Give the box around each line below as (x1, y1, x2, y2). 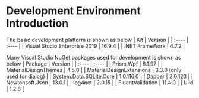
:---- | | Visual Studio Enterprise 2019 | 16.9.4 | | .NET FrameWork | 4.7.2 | (6, 43, 185, 50)
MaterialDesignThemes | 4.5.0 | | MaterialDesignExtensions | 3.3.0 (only (6, 66, 182, 73)
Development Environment (6, 4, 141, 18)
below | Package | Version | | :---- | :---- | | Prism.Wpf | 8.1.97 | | (6, 60, 163, 67)
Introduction (6, 17, 69, 30)
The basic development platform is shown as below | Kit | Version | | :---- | (6, 36, 189, 43)
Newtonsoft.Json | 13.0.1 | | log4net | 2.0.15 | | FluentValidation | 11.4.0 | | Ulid (6, 79, 194, 86)
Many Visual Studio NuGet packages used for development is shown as (6, 54, 181, 61)
